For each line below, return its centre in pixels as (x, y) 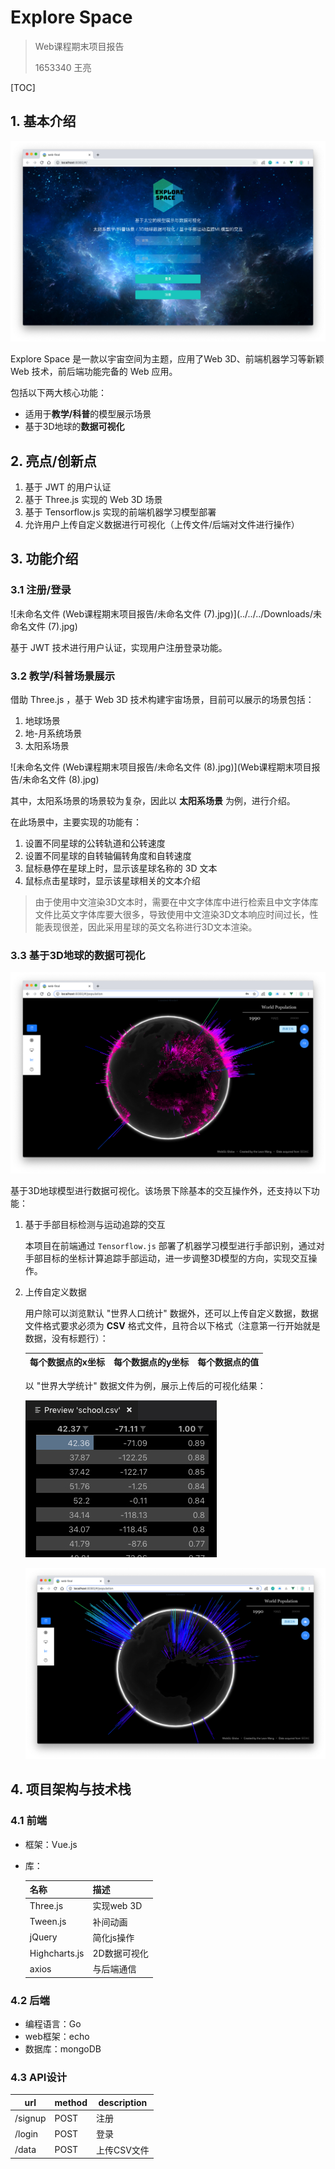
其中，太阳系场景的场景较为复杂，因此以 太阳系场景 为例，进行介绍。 (153, 800)
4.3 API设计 (39, 2077)
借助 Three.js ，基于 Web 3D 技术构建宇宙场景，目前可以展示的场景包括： (162, 699)
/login (26, 2133)
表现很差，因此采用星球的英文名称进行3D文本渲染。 (150, 927)
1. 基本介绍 (43, 121)
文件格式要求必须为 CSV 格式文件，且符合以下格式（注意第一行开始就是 (172, 1325)
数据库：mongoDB (63, 2049)
